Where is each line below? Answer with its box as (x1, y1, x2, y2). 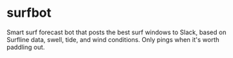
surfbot (6, 5, 52, 21)
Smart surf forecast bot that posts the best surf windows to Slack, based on (6, 28, 227, 36)
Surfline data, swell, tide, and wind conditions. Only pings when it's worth (6, 35, 220, 43)
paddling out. (6, 43, 45, 51)
